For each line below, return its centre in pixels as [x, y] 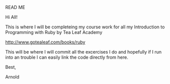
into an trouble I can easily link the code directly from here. [67, 57]
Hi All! [11, 17]
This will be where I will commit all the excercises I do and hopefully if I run [83, 52]
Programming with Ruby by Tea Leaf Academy [54, 32]
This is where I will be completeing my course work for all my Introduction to [85, 27]
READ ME [15, 7]
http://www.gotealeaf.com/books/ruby [45, 42]
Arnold [12, 77]
